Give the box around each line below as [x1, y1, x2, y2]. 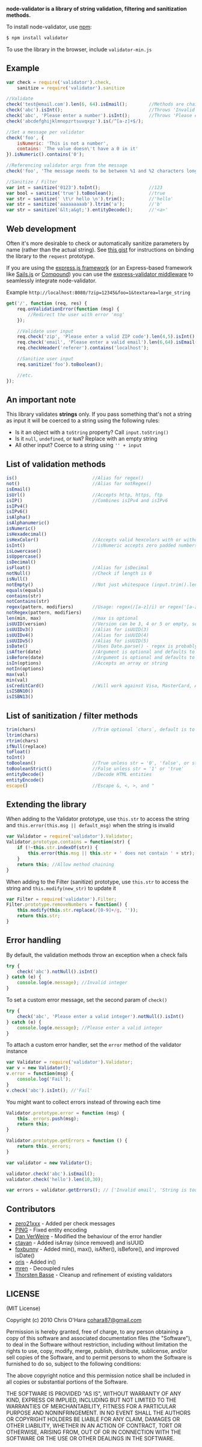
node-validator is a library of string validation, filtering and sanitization [6, 5, 188, 12]
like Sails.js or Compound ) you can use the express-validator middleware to [6, 271, 194, 278]
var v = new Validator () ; [6, 1065, 71, 1071]
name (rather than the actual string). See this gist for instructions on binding [6, 246, 194, 253]
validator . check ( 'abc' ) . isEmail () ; [6, 1171, 96, 1177]
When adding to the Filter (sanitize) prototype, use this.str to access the [6, 878, 189, 885]
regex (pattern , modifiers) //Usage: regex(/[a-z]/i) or [6, 604, 165, 610]
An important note [6, 395, 76, 405]
